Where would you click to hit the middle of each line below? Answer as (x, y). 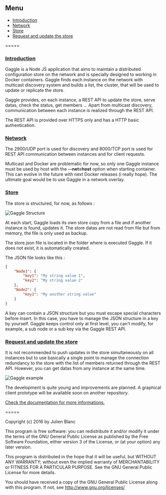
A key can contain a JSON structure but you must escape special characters (83, 313)
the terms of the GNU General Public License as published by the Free (77, 436)
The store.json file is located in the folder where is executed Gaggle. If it (79, 243)
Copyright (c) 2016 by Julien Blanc (40, 422)
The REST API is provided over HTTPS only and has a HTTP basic (72, 120)
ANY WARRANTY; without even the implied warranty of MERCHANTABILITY (83, 462)
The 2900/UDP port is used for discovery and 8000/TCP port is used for (79, 149)
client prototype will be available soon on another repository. (67, 393)
